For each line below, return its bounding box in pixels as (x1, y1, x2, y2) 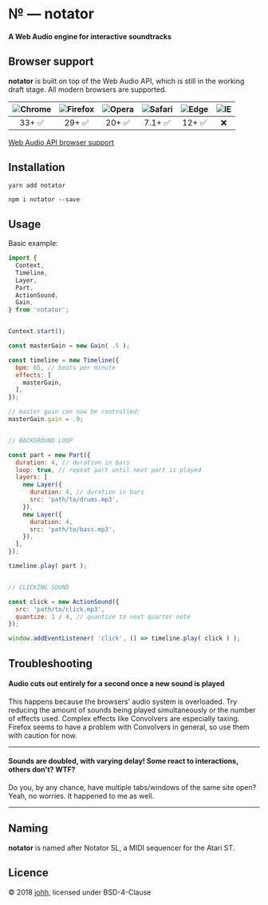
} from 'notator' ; (8, 306, 69, 314)
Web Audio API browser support (8, 137, 114, 147)
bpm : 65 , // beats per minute (15, 363, 116, 371)
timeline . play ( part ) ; (8, 562, 88, 570)
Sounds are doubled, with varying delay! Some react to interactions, (8, 756, 239, 766)
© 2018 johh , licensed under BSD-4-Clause (8, 887, 152, 897)
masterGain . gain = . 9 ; (8, 415, 84, 423)
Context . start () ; (8, 327, 66, 335)
